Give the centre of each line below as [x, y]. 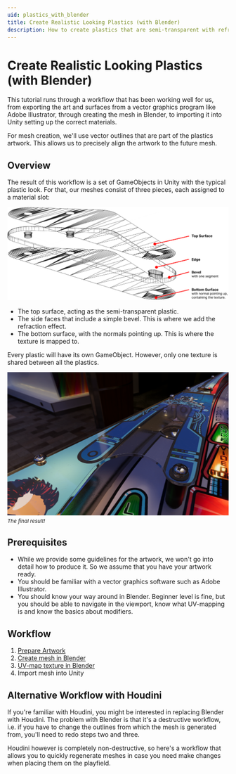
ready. [27, 574]
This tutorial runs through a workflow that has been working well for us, [111, 100]
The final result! [26, 521]
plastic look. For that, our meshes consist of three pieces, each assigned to [116, 190]
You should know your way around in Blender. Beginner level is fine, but [121, 597]
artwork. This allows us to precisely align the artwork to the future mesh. [112, 143]
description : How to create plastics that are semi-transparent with [111, 30]
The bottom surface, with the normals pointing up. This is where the [116, 334]
